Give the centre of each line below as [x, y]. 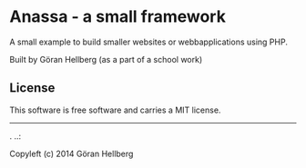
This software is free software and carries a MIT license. [115, 110]
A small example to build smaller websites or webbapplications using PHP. [149, 42]
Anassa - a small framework [117, 17]
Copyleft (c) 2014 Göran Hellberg [71, 153]
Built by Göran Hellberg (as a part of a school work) [106, 59]
